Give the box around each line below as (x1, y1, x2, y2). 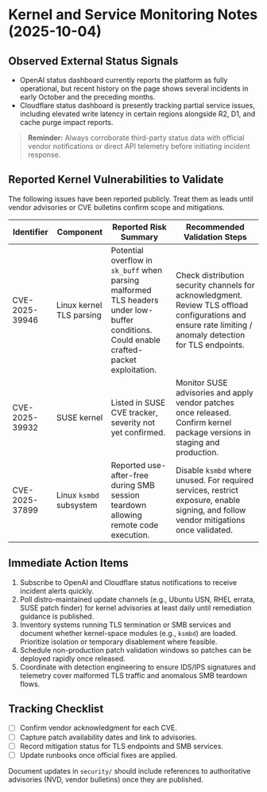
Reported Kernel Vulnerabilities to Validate (8, 173, 224, 186)
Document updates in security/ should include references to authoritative (8, 766, 251, 775)
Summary (120, 231, 159, 242)
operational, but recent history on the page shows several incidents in (19, 84, 249, 93)
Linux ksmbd (56, 490, 99, 501)
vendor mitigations (176, 514, 246, 525)
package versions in (176, 427, 251, 438)
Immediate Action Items (8, 556, 129, 570)
